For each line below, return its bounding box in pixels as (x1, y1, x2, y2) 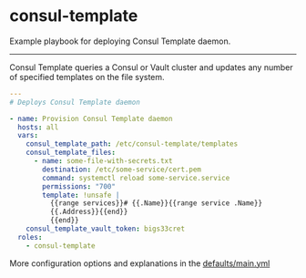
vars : (17, 131, 39, 140)
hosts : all (17, 122, 59, 132)
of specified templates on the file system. (9, 71, 166, 82)
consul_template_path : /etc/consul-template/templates (25, 139, 239, 149)
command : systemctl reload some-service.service (42, 173, 230, 182)
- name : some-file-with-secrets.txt (33, 157, 173, 166)
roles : (17, 232, 43, 242)
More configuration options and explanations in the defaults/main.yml (9, 257, 270, 269)
